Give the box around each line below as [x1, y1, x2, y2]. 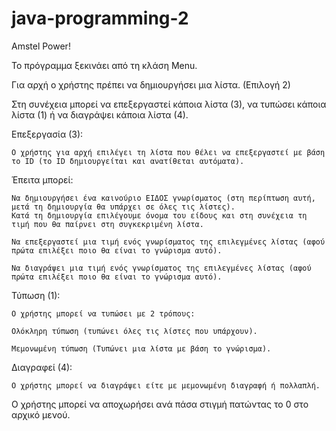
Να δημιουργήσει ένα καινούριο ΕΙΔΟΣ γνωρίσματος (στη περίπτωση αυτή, [11, 193, 316, 203]
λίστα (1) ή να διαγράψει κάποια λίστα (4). [11, 108, 189, 121]
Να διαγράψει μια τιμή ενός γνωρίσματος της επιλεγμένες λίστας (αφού [11, 263, 312, 273]
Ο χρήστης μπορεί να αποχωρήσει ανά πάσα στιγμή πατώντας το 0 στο [11, 398, 309, 410]
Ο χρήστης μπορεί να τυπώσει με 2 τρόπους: [11, 308, 196, 319]
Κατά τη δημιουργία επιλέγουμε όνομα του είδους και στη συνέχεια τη [11, 210, 308, 221]
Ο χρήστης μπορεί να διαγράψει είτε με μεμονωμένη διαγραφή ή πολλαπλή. [11, 380, 321, 391]
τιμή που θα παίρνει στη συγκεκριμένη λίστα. [11, 219, 204, 229]
